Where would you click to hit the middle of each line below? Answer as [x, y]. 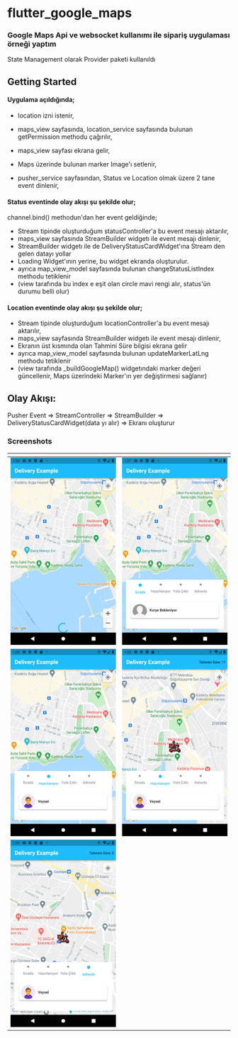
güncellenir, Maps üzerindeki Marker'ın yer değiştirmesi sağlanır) [112, 376]
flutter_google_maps [70, 13]
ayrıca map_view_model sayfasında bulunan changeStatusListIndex [116, 269]
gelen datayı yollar [45, 254]
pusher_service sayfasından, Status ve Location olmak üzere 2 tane [116, 178]
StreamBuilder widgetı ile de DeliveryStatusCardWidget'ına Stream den [121, 247]
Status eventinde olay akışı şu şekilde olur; [72, 202]
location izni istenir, [46, 115]
